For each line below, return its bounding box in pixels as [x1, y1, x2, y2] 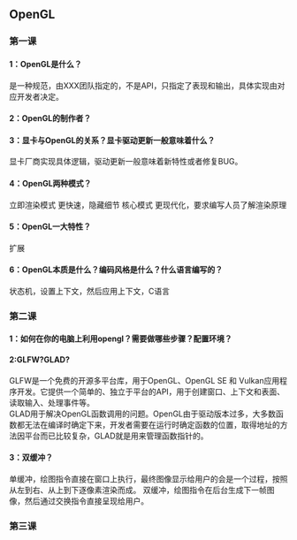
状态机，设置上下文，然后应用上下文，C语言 [9, 285, 171, 296]
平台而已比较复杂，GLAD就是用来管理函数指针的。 [24, 430, 209, 441]
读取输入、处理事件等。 [9, 397, 95, 407]
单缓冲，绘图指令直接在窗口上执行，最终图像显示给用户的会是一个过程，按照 [9, 473, 288, 484]
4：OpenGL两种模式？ [9, 178, 92, 188]
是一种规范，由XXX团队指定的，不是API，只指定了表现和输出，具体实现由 [9, 80, 278, 91]
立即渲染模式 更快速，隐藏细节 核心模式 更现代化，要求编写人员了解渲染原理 [9, 199, 287, 210]
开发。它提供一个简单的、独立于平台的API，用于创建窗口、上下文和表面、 [16, 386, 286, 397]
